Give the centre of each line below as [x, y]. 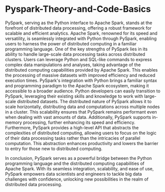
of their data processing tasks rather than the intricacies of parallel [73, 138]
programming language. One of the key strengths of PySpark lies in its [76, 49]
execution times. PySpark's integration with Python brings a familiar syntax [81, 80]
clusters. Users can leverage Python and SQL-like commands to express [79, 59]
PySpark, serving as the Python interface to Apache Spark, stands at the [79, 23]
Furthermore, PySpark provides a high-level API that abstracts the [72, 127]
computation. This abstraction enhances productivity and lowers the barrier [82, 143]
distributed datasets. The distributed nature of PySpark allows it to [84, 101]
